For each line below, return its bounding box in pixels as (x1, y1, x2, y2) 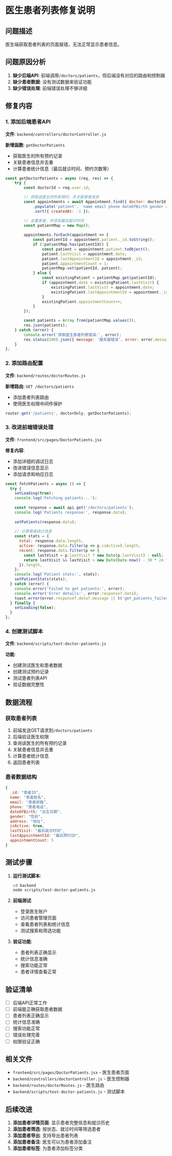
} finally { (10, 601, 36, 606)
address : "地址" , (10, 819, 46, 824)
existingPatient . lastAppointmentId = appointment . (51, 289, 161, 295)
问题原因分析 (5, 57, 46, 67)
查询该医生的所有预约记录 (12, 740, 67, 746)
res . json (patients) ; (24, 323, 68, 328)
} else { (32, 270, 52, 276)
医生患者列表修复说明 (5, 5, 96, 16)
